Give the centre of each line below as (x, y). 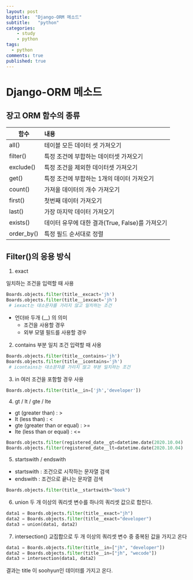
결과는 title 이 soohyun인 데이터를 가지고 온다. (60, 571)
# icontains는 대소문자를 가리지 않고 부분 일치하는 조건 (70, 367)
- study (26, 34)
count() (19, 189)
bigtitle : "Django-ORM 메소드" (44, 17)
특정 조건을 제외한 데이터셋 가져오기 (91, 167)
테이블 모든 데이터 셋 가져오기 (83, 145)
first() (17, 200)
